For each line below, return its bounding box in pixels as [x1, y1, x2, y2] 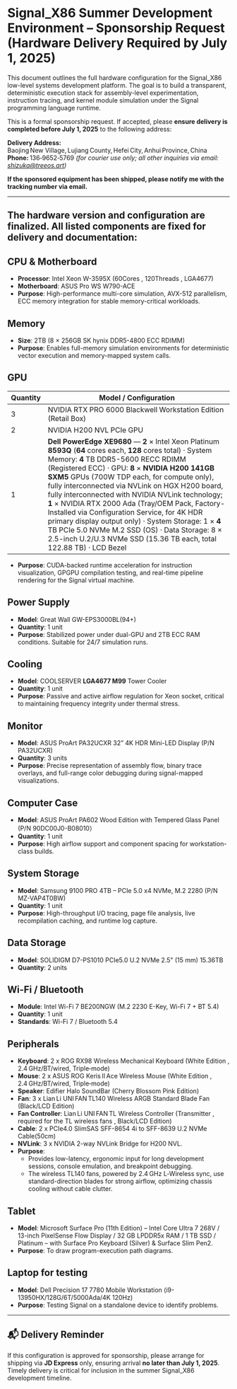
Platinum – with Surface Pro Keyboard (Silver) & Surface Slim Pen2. [17, 1239, 213, 1247]
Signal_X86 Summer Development [7, 5, 213, 21]
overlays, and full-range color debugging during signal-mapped [17, 769, 203, 778]
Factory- [195, 498, 226, 508]
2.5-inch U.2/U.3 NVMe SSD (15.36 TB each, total [47, 534, 217, 543]
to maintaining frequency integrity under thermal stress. [17, 699, 180, 708]
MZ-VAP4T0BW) [17, 894, 66, 902]
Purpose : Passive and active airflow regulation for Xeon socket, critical [17, 692, 224, 701]
